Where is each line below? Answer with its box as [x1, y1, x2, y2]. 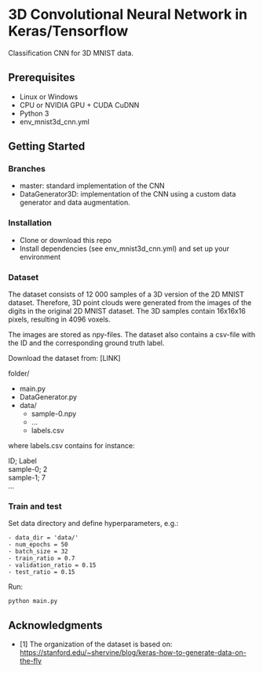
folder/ [8, 369, 30, 378]
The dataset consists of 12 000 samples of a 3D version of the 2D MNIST [8, 289, 245, 300]
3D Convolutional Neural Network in [8, 6, 248, 24]
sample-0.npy [31, 409, 77, 418]
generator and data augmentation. [19, 198, 131, 208]
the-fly [19, 656, 42, 666]
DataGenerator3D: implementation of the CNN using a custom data [19, 189, 236, 199]
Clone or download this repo [19, 235, 112, 245]
